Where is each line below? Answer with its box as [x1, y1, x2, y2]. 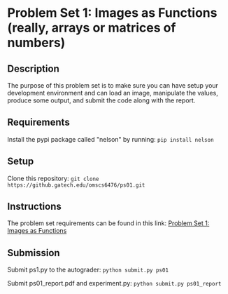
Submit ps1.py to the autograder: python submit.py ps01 [7, 265, 169, 274]
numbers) [7, 35, 66, 51]
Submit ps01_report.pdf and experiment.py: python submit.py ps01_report [7, 279, 222, 288]
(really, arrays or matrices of [7, 20, 176, 36]
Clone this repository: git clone [7, 174, 99, 182]
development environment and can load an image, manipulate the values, [7, 89, 218, 97]
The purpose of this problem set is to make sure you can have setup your [7, 81, 219, 89]
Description [7, 62, 59, 74]
